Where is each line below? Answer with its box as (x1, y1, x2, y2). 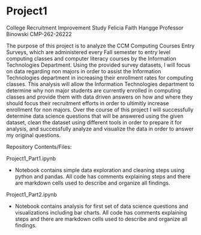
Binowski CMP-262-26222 (6, 30, 72, 37)
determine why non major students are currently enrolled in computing (6, 87, 181, 94)
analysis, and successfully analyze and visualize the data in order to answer (6, 125, 194, 132)
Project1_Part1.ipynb (6, 154, 56, 162)
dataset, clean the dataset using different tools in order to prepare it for (6, 118, 182, 126)
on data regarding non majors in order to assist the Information (6, 67, 161, 75)
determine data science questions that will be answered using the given (6, 112, 184, 120)
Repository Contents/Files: (6, 143, 72, 150)
